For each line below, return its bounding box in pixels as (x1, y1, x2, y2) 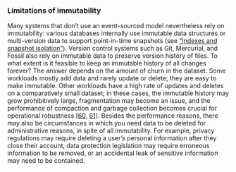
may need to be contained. (7, 156, 85, 165)
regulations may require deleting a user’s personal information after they (7, 134, 217, 142)
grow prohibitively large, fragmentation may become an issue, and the (7, 97, 211, 105)
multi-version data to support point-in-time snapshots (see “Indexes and (7, 37, 218, 45)
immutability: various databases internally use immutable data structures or (7, 29, 226, 37)
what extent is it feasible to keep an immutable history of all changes (7, 59, 206, 68)
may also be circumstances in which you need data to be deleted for (7, 119, 206, 128)
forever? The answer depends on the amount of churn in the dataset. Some (7, 66, 226, 75)
